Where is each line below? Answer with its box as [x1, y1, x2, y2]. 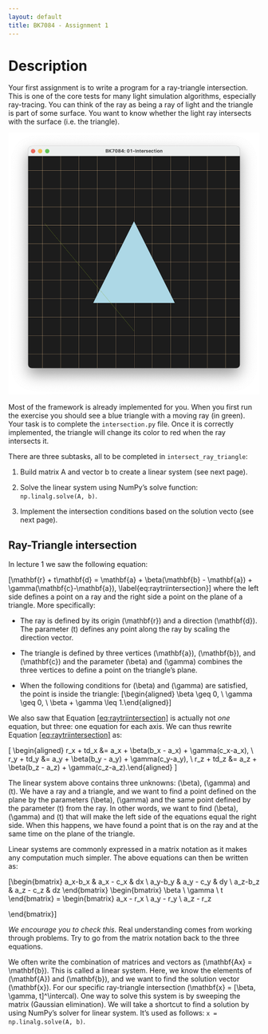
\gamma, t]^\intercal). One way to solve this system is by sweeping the [8, 991, 241, 1001]
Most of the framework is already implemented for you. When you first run [8, 402, 253, 412]
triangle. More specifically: [8, 600, 96, 610]
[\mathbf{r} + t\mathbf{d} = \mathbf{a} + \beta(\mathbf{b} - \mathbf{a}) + [8, 575, 253, 584]
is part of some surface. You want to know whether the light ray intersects [8, 109, 252, 118]
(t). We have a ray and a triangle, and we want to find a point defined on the [8, 786, 257, 796]
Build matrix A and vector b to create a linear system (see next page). [19, 467, 248, 477]
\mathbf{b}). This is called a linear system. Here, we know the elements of [8, 966, 253, 976]
